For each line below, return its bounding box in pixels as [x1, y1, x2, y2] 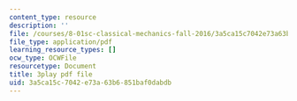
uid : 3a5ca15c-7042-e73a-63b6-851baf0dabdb [9, 78, 172, 87]
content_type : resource [9, 12, 97, 22]
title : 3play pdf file [9, 70, 93, 79]
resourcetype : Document [9, 62, 97, 71]
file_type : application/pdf [9, 37, 113, 47]
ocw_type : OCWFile [9, 54, 77, 62]
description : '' [9, 21, 69, 30]
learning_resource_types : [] [9, 46, 117, 54]
